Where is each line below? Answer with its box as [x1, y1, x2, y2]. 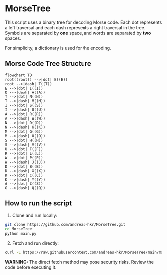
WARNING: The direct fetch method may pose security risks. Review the [5, 259, 154, 265]
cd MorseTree [5, 227, 32, 232]
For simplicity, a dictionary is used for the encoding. [5, 45, 111, 51]
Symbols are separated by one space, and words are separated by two [5, 30, 151, 36]
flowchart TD [5, 73, 32, 78]
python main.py [5, 231, 37, 236]
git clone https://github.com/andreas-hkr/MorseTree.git [5, 222, 126, 227]
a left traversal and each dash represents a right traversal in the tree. [5, 24, 146, 30]
